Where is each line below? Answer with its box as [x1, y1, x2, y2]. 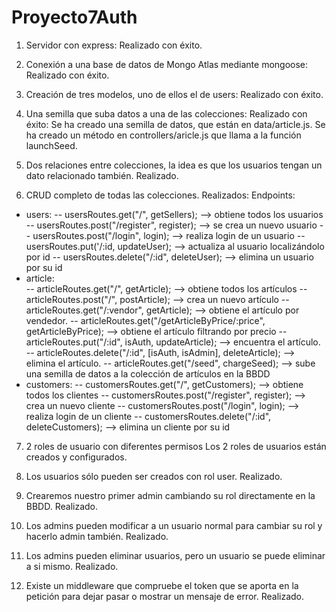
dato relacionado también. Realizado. [25, 169, 179, 181]
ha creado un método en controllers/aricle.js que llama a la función [25, 129, 302, 141]
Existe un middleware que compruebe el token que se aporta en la [25, 579, 299, 591]
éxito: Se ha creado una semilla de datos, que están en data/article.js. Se [25, 118, 326, 130]
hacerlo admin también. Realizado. [25, 530, 169, 542]
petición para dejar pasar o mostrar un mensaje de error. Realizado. [25, 590, 305, 602]
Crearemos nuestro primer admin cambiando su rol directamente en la [25, 489, 316, 501]
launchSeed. [25, 139, 78, 151]
